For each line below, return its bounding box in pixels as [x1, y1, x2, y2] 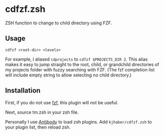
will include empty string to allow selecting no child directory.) [5, 72, 132, 78]
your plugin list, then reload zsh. [5, 124, 71, 130]
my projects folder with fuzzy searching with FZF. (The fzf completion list [5, 67, 155, 72]
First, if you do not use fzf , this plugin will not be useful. [5, 99, 118, 105]
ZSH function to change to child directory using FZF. [5, 20, 112, 26]
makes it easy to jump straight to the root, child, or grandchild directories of [5, 61, 160, 67]
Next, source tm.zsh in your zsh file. [5, 109, 79, 115]
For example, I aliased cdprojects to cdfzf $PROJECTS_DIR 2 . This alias [5, 56, 148, 62]
